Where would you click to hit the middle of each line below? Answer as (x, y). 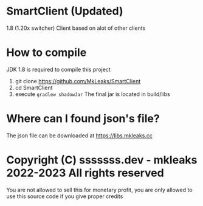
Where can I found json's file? (83, 119)
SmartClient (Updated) (65, 11)
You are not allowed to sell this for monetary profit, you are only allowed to (99, 190)
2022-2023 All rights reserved (85, 173)
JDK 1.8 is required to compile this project (58, 69)
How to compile (46, 53)
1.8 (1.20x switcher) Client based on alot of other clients (76, 28)
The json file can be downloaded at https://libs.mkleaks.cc (80, 136)
